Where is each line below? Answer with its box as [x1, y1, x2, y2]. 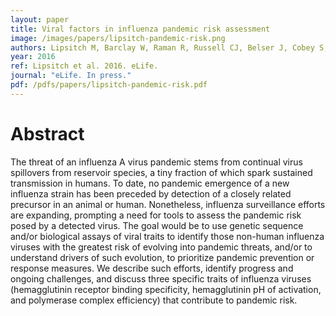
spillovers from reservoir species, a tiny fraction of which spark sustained [10, 166, 313, 178]
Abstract [10, 122, 85, 145]
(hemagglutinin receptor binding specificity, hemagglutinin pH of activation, [10, 283, 322, 295]
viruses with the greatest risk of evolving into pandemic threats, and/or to [10, 241, 313, 253]
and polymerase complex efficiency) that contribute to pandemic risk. [10, 294, 298, 306]
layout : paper [10, 14, 70, 25]
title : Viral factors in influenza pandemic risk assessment [10, 24, 271, 34]
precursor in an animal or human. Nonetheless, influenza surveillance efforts [10, 198, 326, 210]
